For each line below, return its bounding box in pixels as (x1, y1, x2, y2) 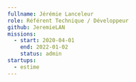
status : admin (20, 51, 62, 58)
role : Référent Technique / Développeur (7, 17, 130, 24)
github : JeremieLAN (7, 24, 66, 31)
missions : (7, 30, 37, 38)
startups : (7, 57, 37, 64)
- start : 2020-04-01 (14, 37, 75, 44)
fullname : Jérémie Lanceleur (7, 10, 94, 18)
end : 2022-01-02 (20, 43, 69, 51)
